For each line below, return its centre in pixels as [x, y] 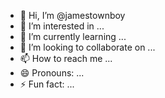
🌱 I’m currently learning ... [73, 36]
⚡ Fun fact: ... [47, 84]
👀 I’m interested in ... [62, 26]
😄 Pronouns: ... [52, 73]
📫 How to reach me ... [66, 58]
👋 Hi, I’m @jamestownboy [72, 15]
